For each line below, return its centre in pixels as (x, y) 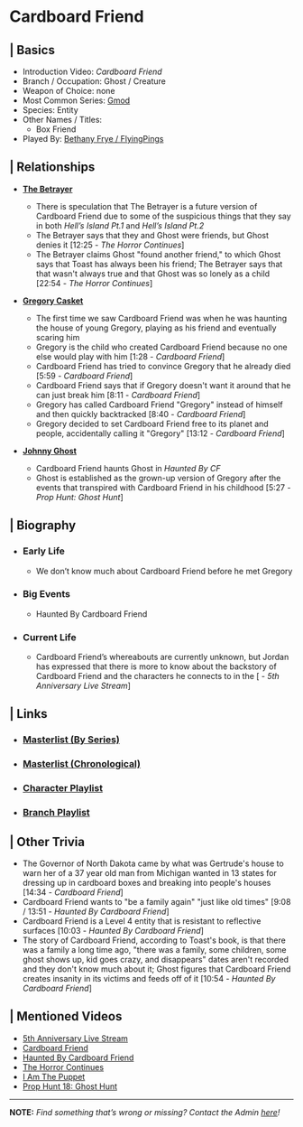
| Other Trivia (47, 842)
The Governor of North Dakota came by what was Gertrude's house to (153, 863)
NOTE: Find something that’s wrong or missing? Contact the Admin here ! (145, 1112)
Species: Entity (50, 110)
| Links (28, 714)
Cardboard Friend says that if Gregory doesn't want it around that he (163, 385)
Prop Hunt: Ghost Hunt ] (79, 497)
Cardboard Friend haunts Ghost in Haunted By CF (128, 468)
